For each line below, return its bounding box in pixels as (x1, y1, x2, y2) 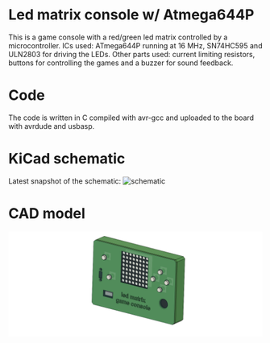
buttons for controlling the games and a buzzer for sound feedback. (8, 58, 234, 68)
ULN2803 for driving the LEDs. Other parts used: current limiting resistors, (8, 49, 255, 59)
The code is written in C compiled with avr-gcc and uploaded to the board (8, 113, 254, 122)
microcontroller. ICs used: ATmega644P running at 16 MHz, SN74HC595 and (8, 40, 263, 50)
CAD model (8, 205, 86, 222)
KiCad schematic (8, 150, 126, 168)
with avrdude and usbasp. (8, 121, 95, 130)
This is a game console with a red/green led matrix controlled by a (8, 32, 228, 42)
